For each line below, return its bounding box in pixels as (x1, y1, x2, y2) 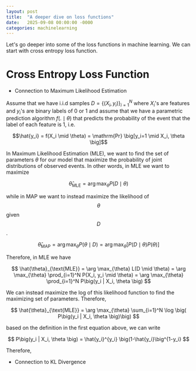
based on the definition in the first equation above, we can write (6, 324, 161, 332)
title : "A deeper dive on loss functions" (6, 14, 114, 20)
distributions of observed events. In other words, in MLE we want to (6, 163, 170, 170)
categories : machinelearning (6, 25, 77, 31)
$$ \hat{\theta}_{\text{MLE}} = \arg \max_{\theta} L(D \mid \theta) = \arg (11, 265, 186, 272)
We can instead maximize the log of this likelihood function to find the (6, 289, 175, 296)
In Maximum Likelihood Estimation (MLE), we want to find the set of (6, 150, 169, 157)
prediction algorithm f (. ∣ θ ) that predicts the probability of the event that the (6, 115, 191, 122)
